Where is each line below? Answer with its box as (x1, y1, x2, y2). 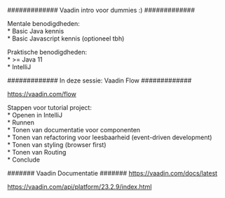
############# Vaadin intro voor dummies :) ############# (7, 6, 195, 14)
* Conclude (7, 155, 41, 164)
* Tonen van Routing (7, 148, 67, 156)
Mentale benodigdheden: (7, 20, 81, 27)
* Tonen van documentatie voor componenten (7, 126, 141, 134)
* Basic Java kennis (7, 27, 64, 35)
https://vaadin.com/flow (7, 90, 77, 98)
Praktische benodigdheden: (7, 48, 88, 56)
